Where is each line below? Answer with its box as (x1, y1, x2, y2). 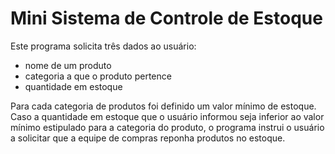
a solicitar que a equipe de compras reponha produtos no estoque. (10, 132, 286, 144)
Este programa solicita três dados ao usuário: (10, 40, 197, 52)
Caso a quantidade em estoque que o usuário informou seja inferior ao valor (10, 110, 325, 122)
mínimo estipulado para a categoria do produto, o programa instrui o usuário (10, 121, 325, 133)
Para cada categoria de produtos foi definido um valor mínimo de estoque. (10, 100, 317, 112)
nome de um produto (24, 59, 112, 71)
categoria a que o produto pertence (24, 70, 172, 82)
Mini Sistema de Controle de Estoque (10, 7, 323, 30)
